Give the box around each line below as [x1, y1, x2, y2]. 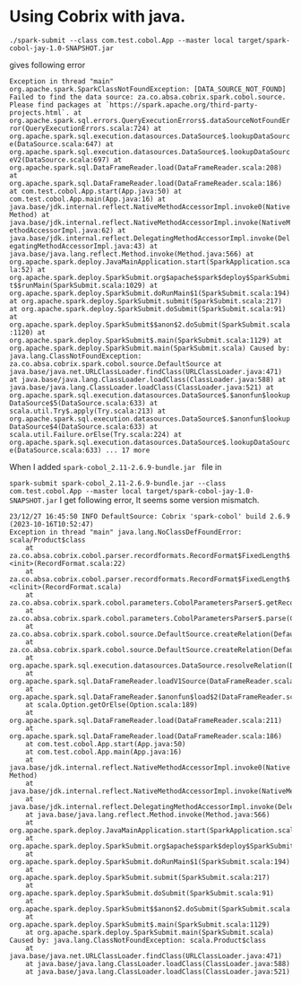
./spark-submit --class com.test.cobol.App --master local [9, 36, 235, 45]
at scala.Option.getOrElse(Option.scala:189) [25, 700, 199, 710]
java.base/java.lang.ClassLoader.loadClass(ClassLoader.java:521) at [9, 383, 275, 392]
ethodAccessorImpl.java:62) [9, 226, 115, 235]
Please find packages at [9, 100, 102, 109]
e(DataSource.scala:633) [9, 446, 102, 455]
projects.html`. [9, 108, 70, 118]
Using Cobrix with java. [9, 6, 186, 27]
